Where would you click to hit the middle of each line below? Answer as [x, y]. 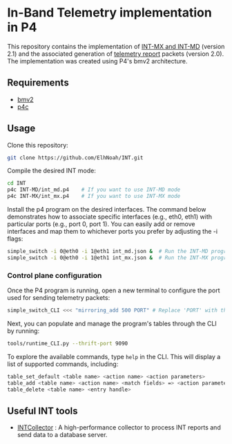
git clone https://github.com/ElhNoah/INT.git [75, 158]
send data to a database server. [62, 435]
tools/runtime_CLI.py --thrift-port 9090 [68, 343]
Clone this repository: [38, 145]
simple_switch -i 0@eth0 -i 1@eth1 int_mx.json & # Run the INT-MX [108, 258]
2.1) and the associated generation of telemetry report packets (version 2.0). [116, 54]
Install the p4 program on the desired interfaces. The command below [107, 210]
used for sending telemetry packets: [59, 298]
